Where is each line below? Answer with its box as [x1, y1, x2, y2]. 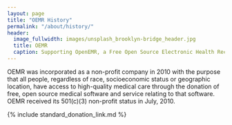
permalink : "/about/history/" [7, 23, 95, 30]
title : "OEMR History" [7, 17, 72, 23]
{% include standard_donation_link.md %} [7, 110, 127, 118]
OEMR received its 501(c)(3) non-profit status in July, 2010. [7, 97, 176, 105]
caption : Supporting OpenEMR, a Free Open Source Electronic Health [13, 49, 215, 56]
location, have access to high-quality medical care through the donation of [7, 82, 220, 90]
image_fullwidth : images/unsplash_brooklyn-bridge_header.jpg [13, 36, 196, 43]
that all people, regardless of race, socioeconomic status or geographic [7, 75, 211, 83]
